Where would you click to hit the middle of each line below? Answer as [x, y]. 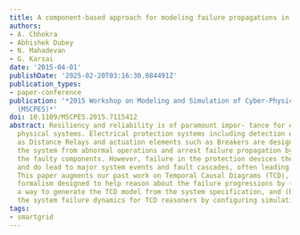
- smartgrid [31, 217]
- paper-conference [46, 92]
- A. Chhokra [33, 34]
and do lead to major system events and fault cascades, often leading [154, 167]
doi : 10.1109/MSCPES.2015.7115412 [74, 117]
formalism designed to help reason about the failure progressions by [151, 184]
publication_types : [46, 84]
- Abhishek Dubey [42, 42]
